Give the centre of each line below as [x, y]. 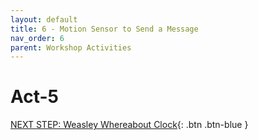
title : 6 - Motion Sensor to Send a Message [104, 29]
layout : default [44, 19]
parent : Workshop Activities [71, 47]
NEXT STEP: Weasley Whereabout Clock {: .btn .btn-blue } [129, 125]
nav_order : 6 [37, 38]
